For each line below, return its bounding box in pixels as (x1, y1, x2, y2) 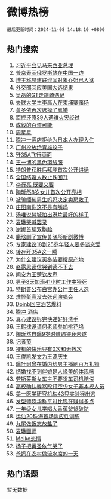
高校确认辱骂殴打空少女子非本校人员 (15, 382, 105, 390)
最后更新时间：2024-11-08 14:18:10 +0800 (7, 26, 105, 33)
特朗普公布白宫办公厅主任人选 (15, 285, 89, 293)
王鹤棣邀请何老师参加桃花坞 (15, 323, 84, 330)
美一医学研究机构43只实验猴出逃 (15, 390, 96, 397)
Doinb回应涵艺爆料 (15, 300, 62, 308)
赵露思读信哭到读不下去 (15, 263, 73, 270)
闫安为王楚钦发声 (15, 270, 58, 278)
